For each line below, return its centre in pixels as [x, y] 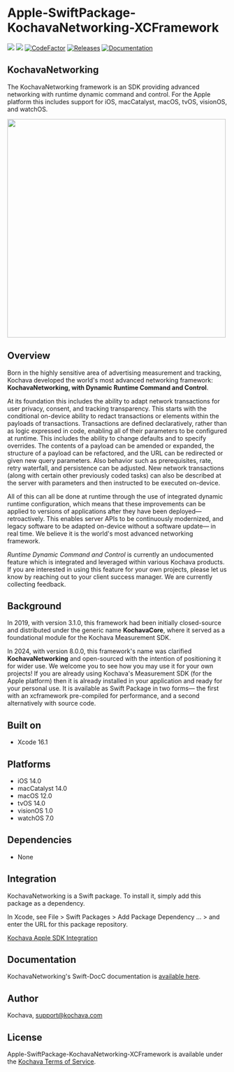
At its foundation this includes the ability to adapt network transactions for [114, 401]
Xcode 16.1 [32, 742]
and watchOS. [28, 109]
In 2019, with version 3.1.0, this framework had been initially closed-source [115, 623]
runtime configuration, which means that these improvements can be [107, 503]
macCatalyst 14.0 [42, 788]
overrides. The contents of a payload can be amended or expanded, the [111, 445]
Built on [24, 725]
